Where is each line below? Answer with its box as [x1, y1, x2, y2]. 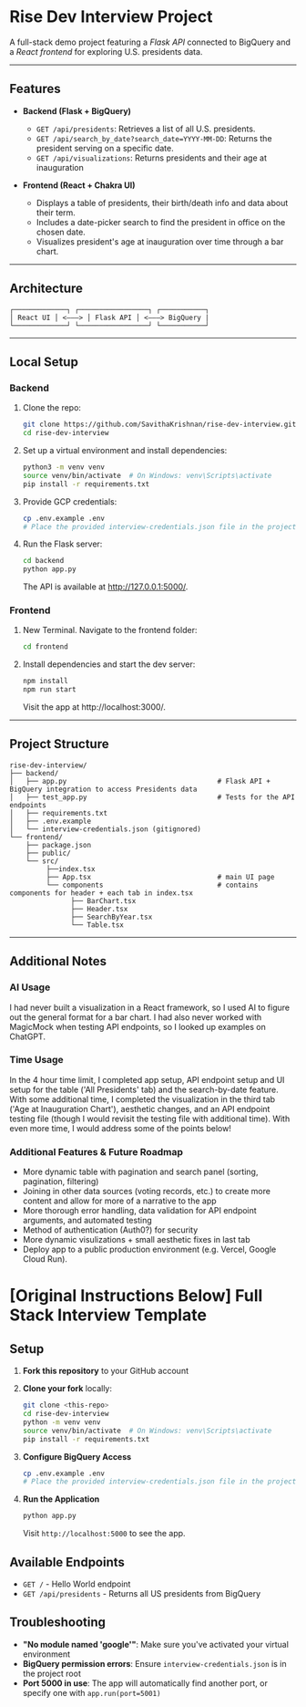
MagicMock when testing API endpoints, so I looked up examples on [9, 1021, 266, 1032]
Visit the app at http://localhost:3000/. [22, 702, 167, 713]
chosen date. [36, 226, 87, 237]
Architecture [9, 281, 84, 297]
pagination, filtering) [22, 1176, 99, 1187]
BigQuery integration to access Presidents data [9, 785, 198, 794]
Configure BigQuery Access [22, 1451, 132, 1462]
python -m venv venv [22, 1417, 101, 1427]
